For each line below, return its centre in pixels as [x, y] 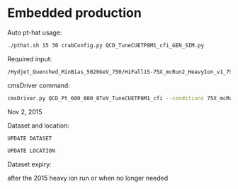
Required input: [30, 59]
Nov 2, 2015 [25, 111]
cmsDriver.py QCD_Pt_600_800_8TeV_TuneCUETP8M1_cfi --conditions [106, 98]
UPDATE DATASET [30, 138]
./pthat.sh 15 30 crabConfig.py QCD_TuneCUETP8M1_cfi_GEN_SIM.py [106, 45]
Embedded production [74, 13]
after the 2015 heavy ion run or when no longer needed [88, 178]
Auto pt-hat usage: [35, 32]
